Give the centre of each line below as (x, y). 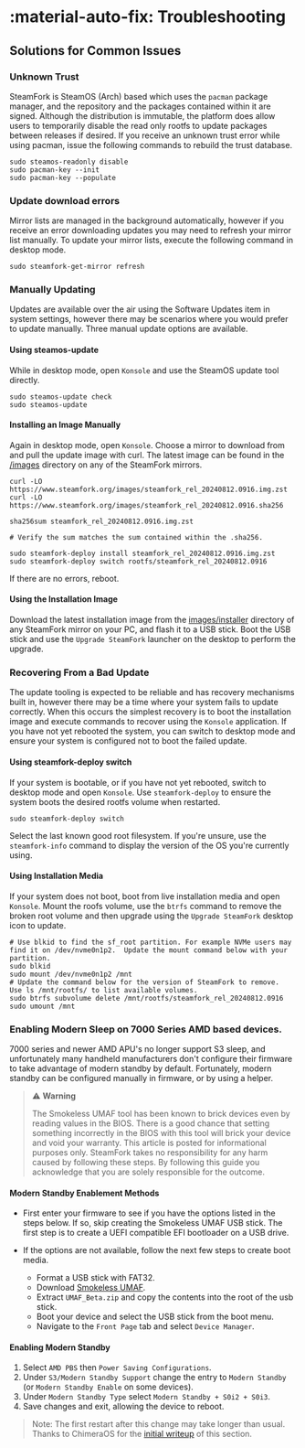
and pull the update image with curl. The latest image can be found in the (147, 455)
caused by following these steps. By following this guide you (146, 1163)
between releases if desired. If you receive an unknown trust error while (145, 135)
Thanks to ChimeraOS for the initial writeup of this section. (142, 1434)
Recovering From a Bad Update (79, 672)
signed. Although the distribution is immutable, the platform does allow (142, 115)
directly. (25, 380)
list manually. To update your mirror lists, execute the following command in (152, 241)
